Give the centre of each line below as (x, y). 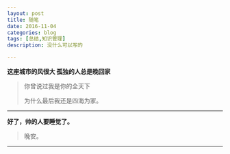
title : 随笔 (23, 20)
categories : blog (32, 33)
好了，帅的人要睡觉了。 (40, 121)
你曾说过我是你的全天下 (57, 86)
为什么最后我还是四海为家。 (63, 101)
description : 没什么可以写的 (45, 45)
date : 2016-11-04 (32, 26)
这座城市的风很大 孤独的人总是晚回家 (59, 72)
